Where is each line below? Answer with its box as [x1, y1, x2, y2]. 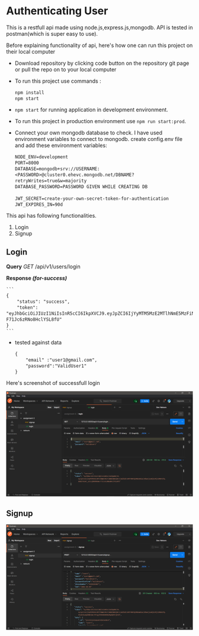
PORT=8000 [14, 159, 40, 166]
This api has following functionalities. [6, 212, 97, 219]
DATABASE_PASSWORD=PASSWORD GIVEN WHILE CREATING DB [14, 183, 148, 190]
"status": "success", [17, 299, 70, 305]
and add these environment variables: [14, 142, 108, 149]
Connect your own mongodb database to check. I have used [14, 129, 163, 136]
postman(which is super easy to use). [6, 30, 98, 37]
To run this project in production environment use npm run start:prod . [14, 117, 187, 124]
